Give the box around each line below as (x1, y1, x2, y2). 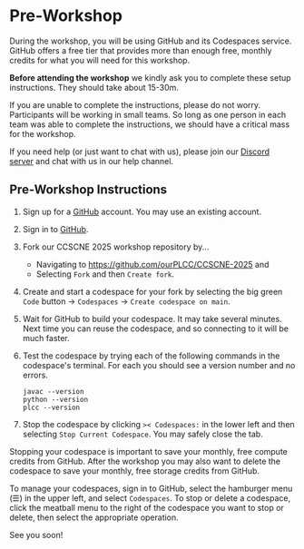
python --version (22, 395, 89, 404)
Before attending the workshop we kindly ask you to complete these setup (9, 72, 292, 83)
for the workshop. (9, 128, 76, 139)
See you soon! (9, 529, 64, 540)
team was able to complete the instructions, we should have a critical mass (9, 119, 290, 130)
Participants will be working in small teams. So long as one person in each (9, 109, 287, 120)
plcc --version (22, 403, 81, 412)
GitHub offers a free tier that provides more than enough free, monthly (9, 44, 272, 55)
